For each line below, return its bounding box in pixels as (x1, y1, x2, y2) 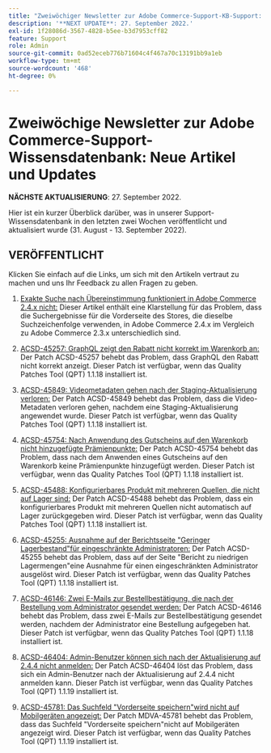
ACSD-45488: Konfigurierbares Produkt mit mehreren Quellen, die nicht (19, 486, 260, 495)
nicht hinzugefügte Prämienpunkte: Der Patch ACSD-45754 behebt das (19, 444, 259, 453)
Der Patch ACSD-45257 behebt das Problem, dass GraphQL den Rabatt (19, 352, 259, 362)
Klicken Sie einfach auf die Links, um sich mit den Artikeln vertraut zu (8, 270, 239, 280)
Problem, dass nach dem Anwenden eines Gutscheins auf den (19, 452, 228, 462)
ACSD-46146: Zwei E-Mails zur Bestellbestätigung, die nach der (19, 594, 234, 604)
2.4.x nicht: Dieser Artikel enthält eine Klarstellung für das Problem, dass (19, 302, 262, 312)
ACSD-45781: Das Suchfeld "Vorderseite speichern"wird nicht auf (19, 702, 240, 712)
